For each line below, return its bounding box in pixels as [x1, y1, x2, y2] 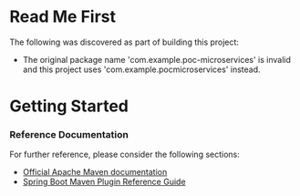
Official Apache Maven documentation [22, 167, 168, 178]
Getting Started [9, 96, 129, 117]
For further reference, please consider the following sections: [9, 149, 240, 160]
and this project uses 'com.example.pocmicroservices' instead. [22, 64, 261, 75]
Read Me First [9, 6, 117, 27]
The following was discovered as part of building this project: [9, 36, 240, 47]
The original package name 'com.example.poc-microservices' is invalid [22, 54, 292, 65]
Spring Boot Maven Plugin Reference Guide [22, 176, 186, 188]
